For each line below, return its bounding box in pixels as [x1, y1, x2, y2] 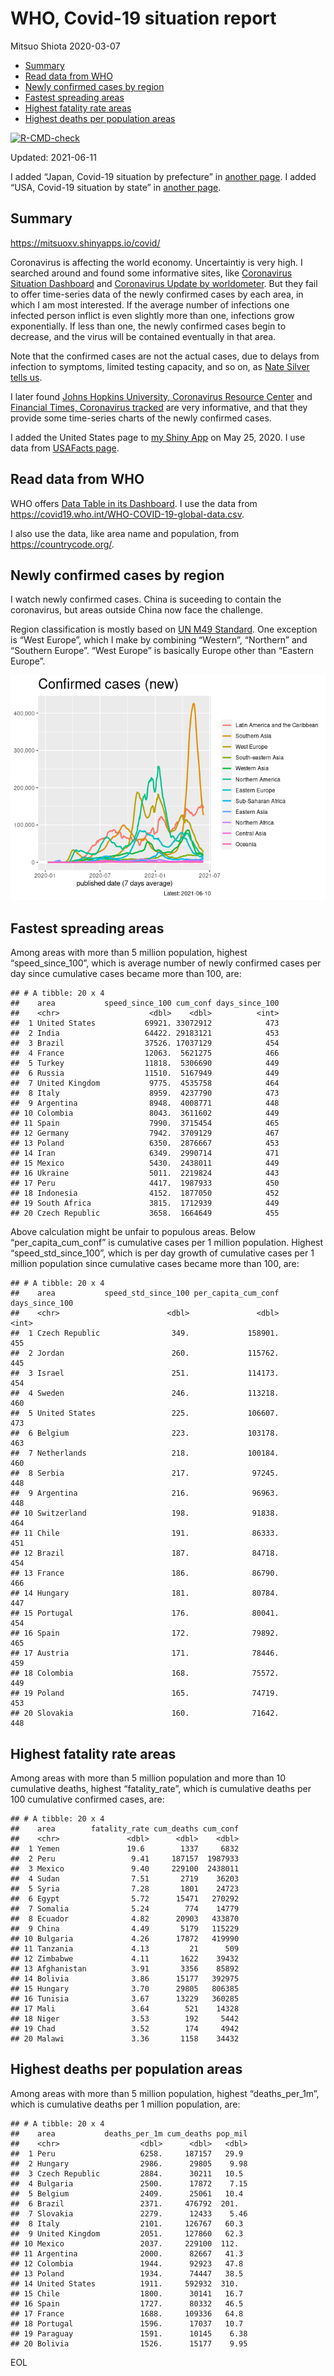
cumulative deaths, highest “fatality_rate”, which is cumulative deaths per [10, 1783, 312, 1794]
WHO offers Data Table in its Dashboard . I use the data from [10, 497, 258, 509]
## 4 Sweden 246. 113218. [10, 1388, 280, 1399]
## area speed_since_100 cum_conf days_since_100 [10, 998, 280, 1009]
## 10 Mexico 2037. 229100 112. [10, 2238, 240, 2249]
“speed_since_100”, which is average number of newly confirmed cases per [10, 957, 322, 969]
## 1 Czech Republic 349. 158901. [10, 1328, 280, 1339]
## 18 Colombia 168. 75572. [10, 1668, 280, 1679]
